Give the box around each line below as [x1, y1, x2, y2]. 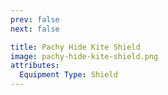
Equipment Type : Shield [19, 70, 118, 80]
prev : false [10, 14, 60, 25]
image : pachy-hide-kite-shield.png [10, 51, 159, 61]
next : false [10, 24, 60, 34]
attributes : [10, 61, 60, 71]
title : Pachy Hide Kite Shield [10, 42, 141, 52]
